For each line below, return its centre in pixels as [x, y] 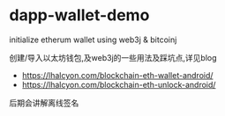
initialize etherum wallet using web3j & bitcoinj [93, 40]
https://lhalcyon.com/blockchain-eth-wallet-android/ [117, 75]
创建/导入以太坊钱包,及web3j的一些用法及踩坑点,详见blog [113, 57]
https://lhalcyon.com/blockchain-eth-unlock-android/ [119, 84]
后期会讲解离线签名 [44, 103]
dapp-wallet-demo [79, 15]
